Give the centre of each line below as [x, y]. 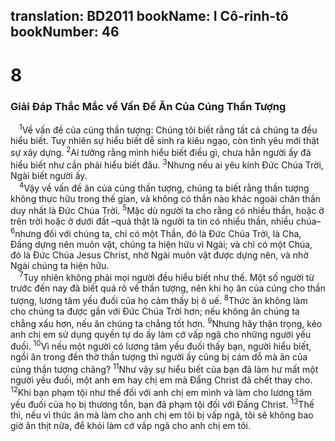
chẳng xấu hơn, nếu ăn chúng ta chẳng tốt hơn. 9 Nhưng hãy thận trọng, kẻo [166, 322]
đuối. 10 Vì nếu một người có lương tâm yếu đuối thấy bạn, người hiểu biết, [161, 346]
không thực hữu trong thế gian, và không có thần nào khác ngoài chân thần [165, 198]
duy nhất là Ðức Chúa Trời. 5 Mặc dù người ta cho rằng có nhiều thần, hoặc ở [167, 210]
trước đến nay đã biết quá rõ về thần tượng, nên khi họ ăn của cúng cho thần [168, 288]
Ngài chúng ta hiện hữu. [60, 265]
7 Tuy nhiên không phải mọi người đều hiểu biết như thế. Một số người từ [167, 277]
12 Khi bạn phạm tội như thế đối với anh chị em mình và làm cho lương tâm [161, 391]
